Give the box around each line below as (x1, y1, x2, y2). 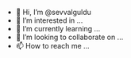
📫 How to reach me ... (15, 42, 90, 50)
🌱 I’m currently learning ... (15, 24, 101, 33)
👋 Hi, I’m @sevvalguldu (15, 8, 91, 16)
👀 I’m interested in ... (15, 16, 83, 25)
